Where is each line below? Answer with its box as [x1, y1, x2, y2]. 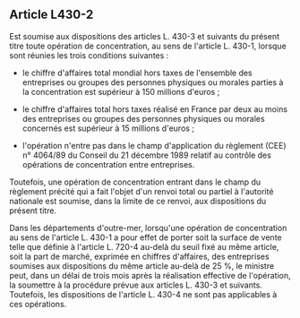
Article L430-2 [9, 7, 94, 22]
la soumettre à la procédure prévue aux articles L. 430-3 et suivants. [9, 279, 262, 290]
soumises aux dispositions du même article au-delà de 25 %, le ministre [9, 260, 275, 271]
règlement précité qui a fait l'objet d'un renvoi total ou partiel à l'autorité [9, 185, 274, 196]
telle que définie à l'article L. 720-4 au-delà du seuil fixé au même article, [9, 241, 279, 252]
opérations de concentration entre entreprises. [21, 159, 195, 169]
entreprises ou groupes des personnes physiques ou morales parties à [21, 76, 284, 88]
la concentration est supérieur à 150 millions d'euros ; [21, 86, 220, 97]
